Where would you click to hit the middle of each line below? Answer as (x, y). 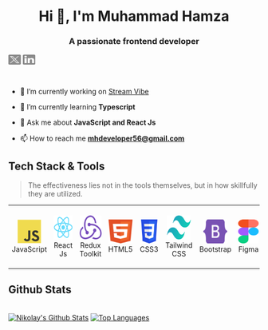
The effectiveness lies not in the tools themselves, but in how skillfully (142, 185)
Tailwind (179, 245)
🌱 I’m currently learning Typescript (77, 106)
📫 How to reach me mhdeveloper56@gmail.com (102, 138)
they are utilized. (55, 194)
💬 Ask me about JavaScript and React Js (88, 122)
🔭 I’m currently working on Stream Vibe (84, 91)
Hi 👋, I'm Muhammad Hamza (134, 16)
